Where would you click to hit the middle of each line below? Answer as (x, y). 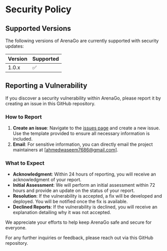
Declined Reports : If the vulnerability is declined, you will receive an (85, 207)
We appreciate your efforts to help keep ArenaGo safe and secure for (79, 222)
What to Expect (25, 163)
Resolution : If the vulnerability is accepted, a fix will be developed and (87, 196)
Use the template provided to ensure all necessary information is (81, 133)
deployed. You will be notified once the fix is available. (70, 202)
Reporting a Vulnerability (46, 86)
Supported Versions (38, 28)
